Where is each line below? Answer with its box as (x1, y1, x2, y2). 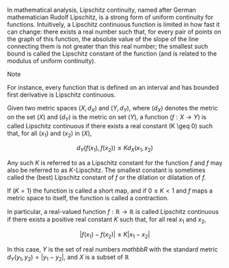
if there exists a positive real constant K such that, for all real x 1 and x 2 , (7, 215, 206, 225)
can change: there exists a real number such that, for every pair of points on (7, 27, 221, 36)
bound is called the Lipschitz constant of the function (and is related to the (7, 49, 217, 58)
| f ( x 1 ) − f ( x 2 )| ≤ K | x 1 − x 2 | (79, 230, 150, 240)
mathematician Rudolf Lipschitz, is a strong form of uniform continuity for (7, 13, 214, 21)
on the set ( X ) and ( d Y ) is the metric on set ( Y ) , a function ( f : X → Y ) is (7, 112, 206, 123)
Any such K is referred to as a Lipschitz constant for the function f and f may (7, 159, 223, 167)
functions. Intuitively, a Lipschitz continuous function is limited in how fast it (7, 21, 220, 28)
